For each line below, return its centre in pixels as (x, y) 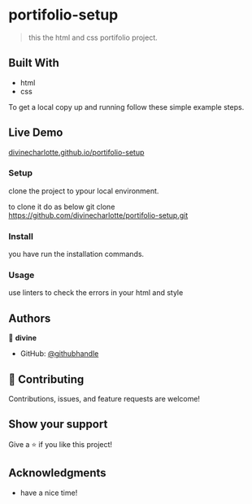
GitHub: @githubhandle (59, 354)
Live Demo (36, 133)
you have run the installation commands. (76, 254)
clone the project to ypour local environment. (84, 191)
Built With (34, 63)
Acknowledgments (58, 473)
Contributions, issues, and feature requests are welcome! (104, 399)
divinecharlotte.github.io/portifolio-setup (76, 152)
